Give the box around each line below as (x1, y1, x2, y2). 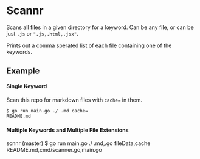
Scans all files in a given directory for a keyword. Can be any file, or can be (6, 24, 195, 31)
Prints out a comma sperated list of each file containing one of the (6, 42, 172, 49)
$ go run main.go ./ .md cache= (6, 108, 88, 114)
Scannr (6, 4, 44, 18)
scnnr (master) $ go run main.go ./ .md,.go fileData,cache (6, 140, 151, 147)
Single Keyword (6, 82, 47, 89)
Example (6, 66, 40, 76)
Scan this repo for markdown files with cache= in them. (6, 96, 143, 103)
